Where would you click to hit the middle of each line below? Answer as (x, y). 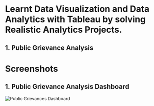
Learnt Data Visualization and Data (77, 9)
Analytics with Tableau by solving (76, 19)
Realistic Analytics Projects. (64, 30)
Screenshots (32, 69)
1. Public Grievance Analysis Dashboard (67, 87)
